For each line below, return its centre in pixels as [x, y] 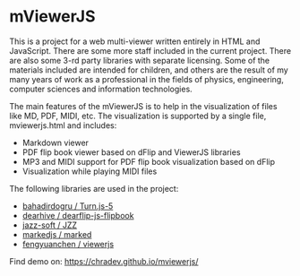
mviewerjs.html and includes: [63, 125]
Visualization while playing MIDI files [90, 171]
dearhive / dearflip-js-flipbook [78, 215]
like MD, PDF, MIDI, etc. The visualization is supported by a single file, [138, 116]
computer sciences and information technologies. [101, 89]
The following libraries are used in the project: [94, 188]
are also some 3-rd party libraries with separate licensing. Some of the [140, 60]
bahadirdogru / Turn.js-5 [68, 206]
